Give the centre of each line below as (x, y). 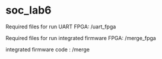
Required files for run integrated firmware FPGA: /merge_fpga (81, 38)
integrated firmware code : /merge (48, 49)
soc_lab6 (28, 10)
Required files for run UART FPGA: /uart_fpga (61, 27)
